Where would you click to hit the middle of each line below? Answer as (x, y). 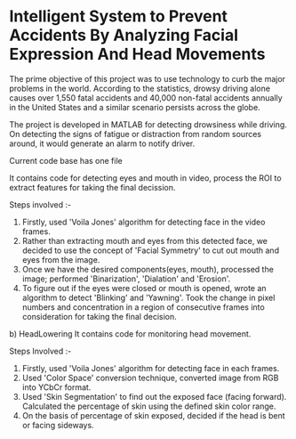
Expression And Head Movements (137, 54)
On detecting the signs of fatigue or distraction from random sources (136, 134)
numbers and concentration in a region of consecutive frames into (143, 307)
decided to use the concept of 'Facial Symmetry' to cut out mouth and (151, 250)
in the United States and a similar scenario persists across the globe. (135, 107)
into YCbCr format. (56, 387)
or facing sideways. (58, 425)
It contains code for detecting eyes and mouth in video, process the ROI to (145, 178)
